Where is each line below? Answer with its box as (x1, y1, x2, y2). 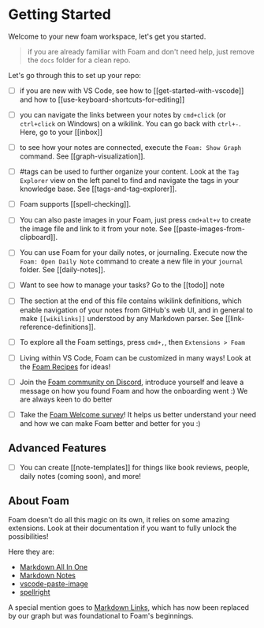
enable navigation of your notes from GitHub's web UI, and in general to (19, 305, 254, 315)
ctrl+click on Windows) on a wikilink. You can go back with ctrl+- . (19, 119, 242, 129)
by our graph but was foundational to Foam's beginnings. (8, 611, 195, 621)
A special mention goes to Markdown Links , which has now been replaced (8, 603, 250, 612)
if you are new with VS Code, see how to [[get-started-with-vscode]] (19, 85, 244, 95)
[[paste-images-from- (173, 224, 246, 234)
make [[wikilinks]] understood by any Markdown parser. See (19, 313, 224, 323)
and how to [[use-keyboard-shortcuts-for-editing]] (19, 95, 185, 104)
